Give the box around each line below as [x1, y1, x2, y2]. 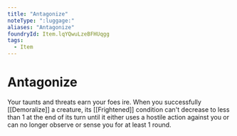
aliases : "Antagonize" [7, 23, 75, 31]
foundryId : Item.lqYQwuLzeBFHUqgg [7, 30, 110, 38]
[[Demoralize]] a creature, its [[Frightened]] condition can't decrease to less [7, 105, 230, 114]
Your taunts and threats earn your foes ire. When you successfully [7, 98, 201, 106]
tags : [7, 37, 23, 44]
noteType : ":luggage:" [7, 17, 75, 24]
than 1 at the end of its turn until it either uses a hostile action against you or [7, 113, 230, 121]
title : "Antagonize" [7, 10, 69, 18]
